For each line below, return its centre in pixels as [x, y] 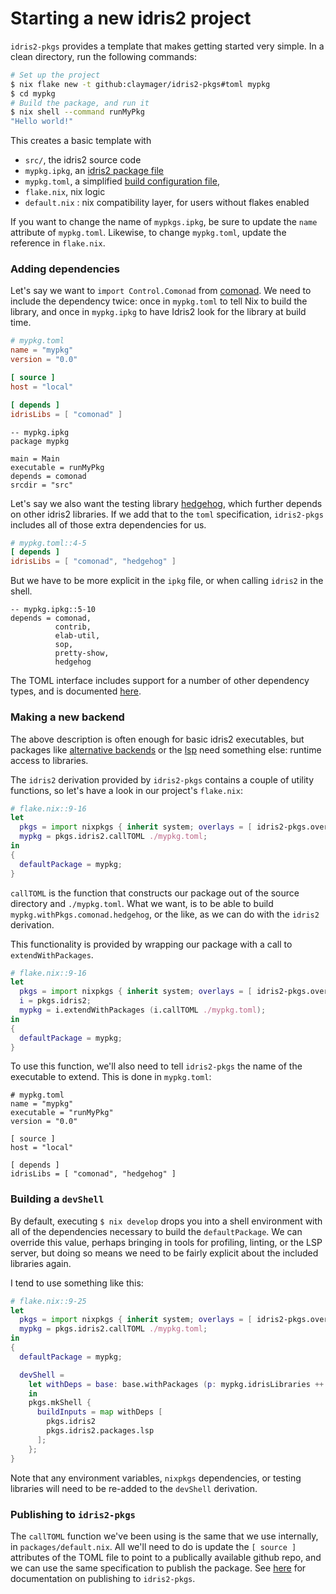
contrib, [73, 627]
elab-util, [77, 636]
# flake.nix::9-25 [48, 1301]
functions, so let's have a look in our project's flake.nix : [126, 790]
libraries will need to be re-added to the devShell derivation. [134, 1488]
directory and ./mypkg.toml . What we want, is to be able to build [142, 903]
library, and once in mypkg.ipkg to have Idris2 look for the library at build [158, 312]
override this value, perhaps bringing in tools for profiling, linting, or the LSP [166, 1242]
